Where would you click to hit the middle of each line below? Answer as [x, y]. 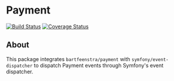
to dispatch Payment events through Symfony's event [98, 65]
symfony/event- [150, 59]
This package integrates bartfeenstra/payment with [68, 59]
